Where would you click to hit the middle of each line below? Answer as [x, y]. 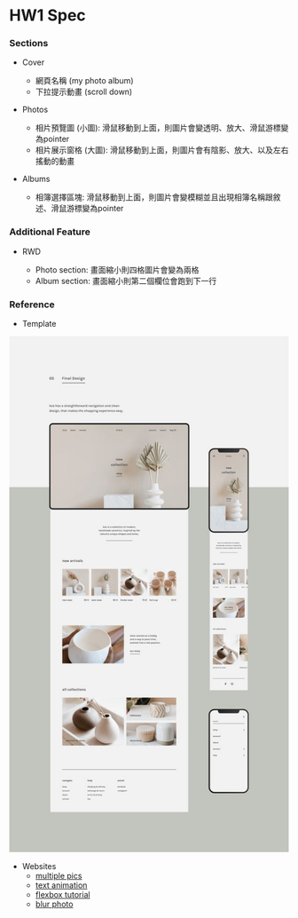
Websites [39, 866]
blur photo [54, 904]
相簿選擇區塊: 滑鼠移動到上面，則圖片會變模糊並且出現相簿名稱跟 [154, 197]
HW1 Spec [47, 16]
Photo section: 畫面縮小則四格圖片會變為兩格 [117, 269]
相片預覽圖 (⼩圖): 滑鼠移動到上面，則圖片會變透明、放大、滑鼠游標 [158, 128]
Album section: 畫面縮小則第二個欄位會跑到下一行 [126, 281]
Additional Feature [50, 232]
